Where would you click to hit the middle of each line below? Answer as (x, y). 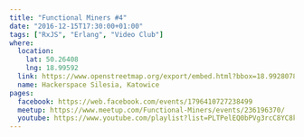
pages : (22, 93)
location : (36, 51)
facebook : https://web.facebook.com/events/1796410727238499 (135, 101)
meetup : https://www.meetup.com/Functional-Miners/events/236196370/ (151, 110)
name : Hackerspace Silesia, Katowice (89, 85)
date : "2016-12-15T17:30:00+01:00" (76, 26)
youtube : (34, 118)
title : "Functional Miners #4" (68, 18)
